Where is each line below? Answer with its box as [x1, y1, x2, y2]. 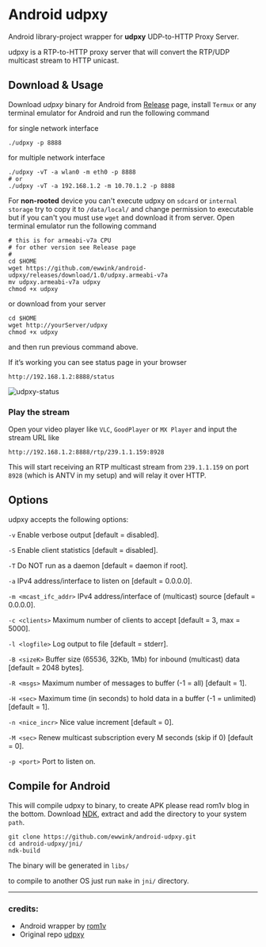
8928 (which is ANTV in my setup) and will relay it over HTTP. [8, 470, 207, 481]
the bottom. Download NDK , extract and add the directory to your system [8, 809, 247, 819]
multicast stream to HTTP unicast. [8, 56, 120, 65]
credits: [8, 903, 39, 914]
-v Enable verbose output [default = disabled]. [8, 530, 160, 539]
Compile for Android [8, 780, 111, 793]
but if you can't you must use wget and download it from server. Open [8, 213, 235, 222]
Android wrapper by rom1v [19, 921, 107, 930]
